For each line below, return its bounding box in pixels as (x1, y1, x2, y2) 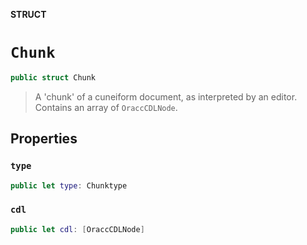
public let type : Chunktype (10, 180, 128, 191)
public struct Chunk (10, 72, 97, 83)
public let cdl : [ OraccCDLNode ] (10, 224, 145, 234)
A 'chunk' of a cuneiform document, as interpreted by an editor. (34, 90, 298, 103)
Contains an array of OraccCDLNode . (34, 101, 178, 113)
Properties (10, 130, 78, 148)
